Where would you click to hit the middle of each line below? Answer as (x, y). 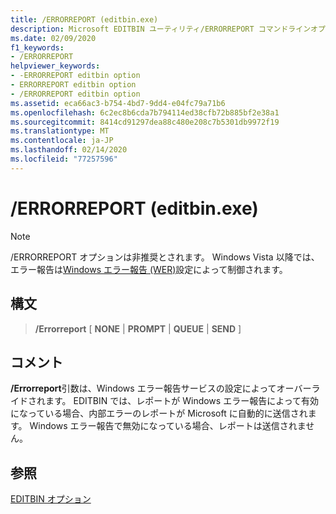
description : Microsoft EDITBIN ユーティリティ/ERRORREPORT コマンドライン (161, 29)
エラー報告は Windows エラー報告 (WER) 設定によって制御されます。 (149, 269)
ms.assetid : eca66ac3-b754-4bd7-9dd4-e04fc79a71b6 (118, 103)
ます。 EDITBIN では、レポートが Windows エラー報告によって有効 (182, 401)
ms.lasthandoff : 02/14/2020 (69, 150)
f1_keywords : (37, 47)
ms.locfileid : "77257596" (64, 159)
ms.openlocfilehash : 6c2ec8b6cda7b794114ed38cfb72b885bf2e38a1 (145, 112)
